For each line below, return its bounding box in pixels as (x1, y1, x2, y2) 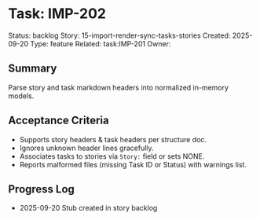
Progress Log (8, 182, 75, 196)
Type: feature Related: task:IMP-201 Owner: (30, 38, 171, 48)
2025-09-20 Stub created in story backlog (19, 203, 158, 213)
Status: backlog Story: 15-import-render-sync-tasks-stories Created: (8, 31, 231, 40)
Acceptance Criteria (8, 114, 109, 127)
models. (8, 91, 35, 101)
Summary (8, 62, 57, 75)
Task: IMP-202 (8, 5, 106, 23)
